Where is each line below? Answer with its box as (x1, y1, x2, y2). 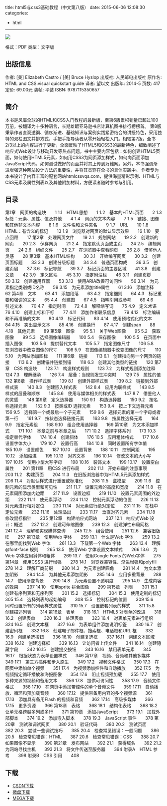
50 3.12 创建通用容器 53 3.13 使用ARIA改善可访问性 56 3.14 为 (5, 278, 155, 284)
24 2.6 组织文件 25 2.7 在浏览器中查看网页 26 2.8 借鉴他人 (18, 247, 162, 253)
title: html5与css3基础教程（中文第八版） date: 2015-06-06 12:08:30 (5, 4, 145, 10)
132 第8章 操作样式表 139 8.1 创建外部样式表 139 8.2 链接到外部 (5, 378, 158, 384)
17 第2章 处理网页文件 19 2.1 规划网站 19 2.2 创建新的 (26, 234, 159, 241)
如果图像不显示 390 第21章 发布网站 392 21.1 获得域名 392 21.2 (5, 740, 162, 746)
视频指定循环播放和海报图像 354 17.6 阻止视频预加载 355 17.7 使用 (5, 671, 161, 678)
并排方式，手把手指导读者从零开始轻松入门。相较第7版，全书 (31, 135, 156, 141)
